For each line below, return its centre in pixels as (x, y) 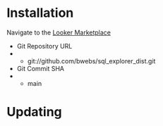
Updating (35, 112)
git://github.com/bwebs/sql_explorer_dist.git (91, 61)
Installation (40, 13)
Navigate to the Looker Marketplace (59, 32)
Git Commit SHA (41, 68)
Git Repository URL (44, 46)
